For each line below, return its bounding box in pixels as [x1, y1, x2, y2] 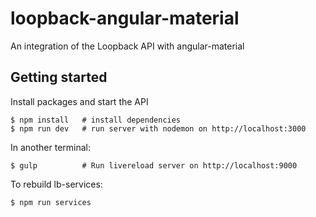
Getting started [10, 69, 108, 86]
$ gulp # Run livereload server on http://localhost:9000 [10, 160, 298, 171]
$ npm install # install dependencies [10, 115, 182, 125]
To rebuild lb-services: [10, 178, 103, 190]
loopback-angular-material [10, 7, 240, 30]
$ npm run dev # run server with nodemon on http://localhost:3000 [10, 123, 307, 134]
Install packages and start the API [10, 95, 149, 107]
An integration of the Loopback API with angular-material [10, 40, 245, 52]
